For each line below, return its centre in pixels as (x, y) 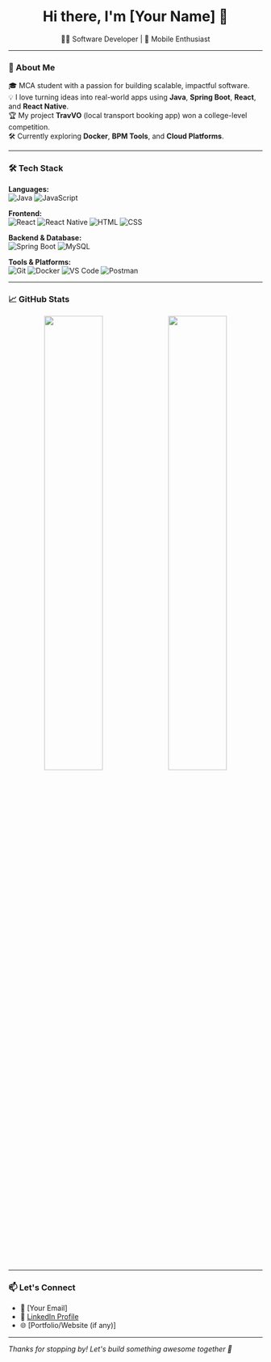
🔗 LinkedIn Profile (49, 1317)
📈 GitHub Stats (39, 299)
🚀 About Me (32, 67)
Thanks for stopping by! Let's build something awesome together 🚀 (120, 1349)
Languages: (29, 189)
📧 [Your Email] (44, 1308)
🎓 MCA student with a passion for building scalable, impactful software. (129, 86)
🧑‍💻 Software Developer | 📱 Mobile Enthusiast (135, 39)
